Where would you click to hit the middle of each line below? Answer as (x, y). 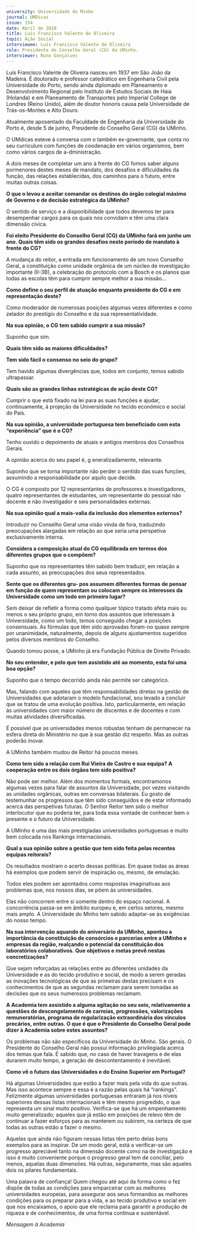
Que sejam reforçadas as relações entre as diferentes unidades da (87, 968)
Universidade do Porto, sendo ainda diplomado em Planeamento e (87, 85)
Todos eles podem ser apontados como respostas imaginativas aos (88, 883)
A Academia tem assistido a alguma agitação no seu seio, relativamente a (98, 1005)
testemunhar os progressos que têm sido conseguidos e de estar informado (99, 800)
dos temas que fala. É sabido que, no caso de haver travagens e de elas (94, 1054)
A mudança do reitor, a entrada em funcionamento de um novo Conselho (95, 259)
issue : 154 (20, 22)
